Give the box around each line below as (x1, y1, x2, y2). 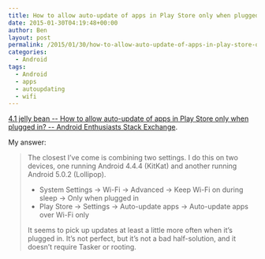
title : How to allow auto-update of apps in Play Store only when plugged (8, 11, 259, 20)
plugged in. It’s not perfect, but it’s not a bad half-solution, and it (27, 234, 237, 243)
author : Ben (8, 26, 47, 34)
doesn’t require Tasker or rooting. (27, 242, 136, 252)
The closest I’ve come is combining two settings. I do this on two (27, 153, 239, 163)
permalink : (8, 41, 44, 49)
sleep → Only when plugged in (39, 193, 140, 203)
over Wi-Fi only (39, 210, 89, 220)
